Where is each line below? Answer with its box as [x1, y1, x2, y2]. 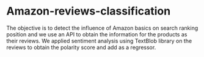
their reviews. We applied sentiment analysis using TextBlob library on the [6, 37, 192, 44]
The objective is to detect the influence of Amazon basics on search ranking [6, 24, 199, 32]
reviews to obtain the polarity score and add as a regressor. [6, 44, 156, 51]
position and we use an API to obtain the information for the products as [6, 30, 188, 38]
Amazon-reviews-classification [6, 4, 171, 18]
